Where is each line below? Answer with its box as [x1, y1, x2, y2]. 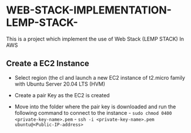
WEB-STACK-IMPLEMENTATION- [6, 4, 172, 17]
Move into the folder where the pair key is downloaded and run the [14, 103, 176, 110]
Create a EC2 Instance [6, 59, 89, 69]
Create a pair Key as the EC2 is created [14, 91, 110, 98]
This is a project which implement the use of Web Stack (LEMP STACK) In [6, 35, 184, 42]
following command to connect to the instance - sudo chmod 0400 [14, 109, 172, 116]
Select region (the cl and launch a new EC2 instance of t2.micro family [14, 74, 185, 81]
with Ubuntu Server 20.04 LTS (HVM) [14, 80, 106, 87]
